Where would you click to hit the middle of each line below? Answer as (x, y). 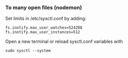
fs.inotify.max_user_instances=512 (43, 32)
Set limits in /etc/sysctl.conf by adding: (46, 19)
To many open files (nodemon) (44, 8)
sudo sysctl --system (28, 51)
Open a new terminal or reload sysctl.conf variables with (64, 41)
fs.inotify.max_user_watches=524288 (44, 28)
